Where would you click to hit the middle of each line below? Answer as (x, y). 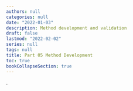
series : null (22, 45)
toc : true (18, 60)
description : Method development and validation (66, 28)
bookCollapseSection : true (39, 66)
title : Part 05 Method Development (50, 55)
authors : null (23, 11)
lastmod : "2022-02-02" (34, 39)
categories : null (27, 17)
